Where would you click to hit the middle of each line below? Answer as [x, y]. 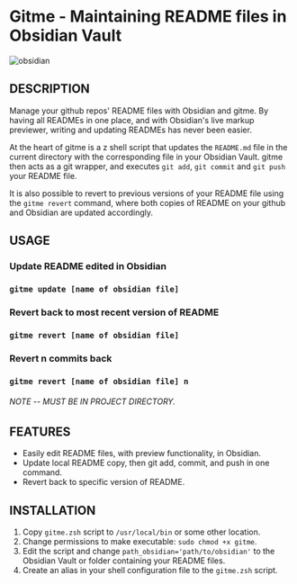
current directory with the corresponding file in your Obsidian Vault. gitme [146, 157]
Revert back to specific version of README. [103, 482]
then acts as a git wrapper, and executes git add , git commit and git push [148, 166]
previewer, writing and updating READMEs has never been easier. [130, 130]
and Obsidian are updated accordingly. [81, 212]
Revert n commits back [61, 358]
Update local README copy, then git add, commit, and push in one [146, 463]
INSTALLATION [53, 510]
